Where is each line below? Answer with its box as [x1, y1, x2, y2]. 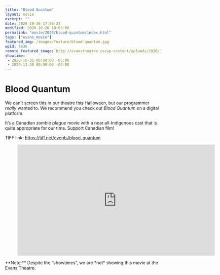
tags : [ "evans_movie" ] [5, 35, 52, 40]
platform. [5, 111, 24, 117]
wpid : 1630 [5, 44, 28, 49]
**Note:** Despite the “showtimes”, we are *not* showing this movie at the [5, 260, 159, 266]
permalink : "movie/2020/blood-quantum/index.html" [5, 30, 111, 35]
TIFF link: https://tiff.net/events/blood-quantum [5, 135, 101, 141]
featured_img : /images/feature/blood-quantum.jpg [5, 39, 110, 44]
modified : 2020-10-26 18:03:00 [5, 26, 70, 31]
